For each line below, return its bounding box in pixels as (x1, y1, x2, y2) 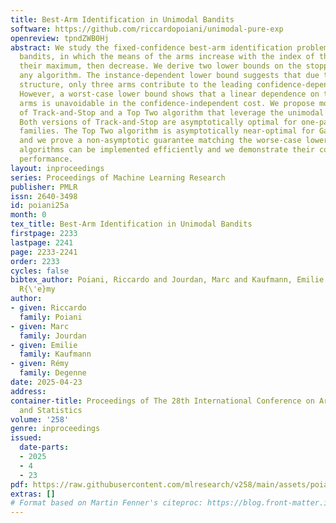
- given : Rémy (10, 359, 70, 369)
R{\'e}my (19, 284, 56, 295)
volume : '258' (10, 414, 70, 425)
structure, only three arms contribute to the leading (19, 80, 253, 90)
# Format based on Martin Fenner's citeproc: (10, 498, 203, 508)
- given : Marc (10, 321, 70, 331)
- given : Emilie (10, 340, 78, 350)
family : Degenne (19, 368, 87, 378)
